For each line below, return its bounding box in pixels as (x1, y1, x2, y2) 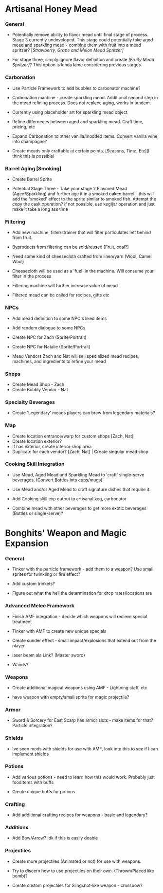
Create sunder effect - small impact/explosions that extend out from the (12, 638, 157, 643)
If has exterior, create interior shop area (12, 443, 92, 449)
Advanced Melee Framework (5, 602, 74, 609)
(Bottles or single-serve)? (12, 510, 63, 516)
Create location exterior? (12, 438, 62, 444)
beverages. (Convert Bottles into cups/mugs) (12, 477, 103, 483)
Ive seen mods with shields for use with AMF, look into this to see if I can (12, 746, 158, 751)
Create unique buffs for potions (12, 788, 75, 794)
